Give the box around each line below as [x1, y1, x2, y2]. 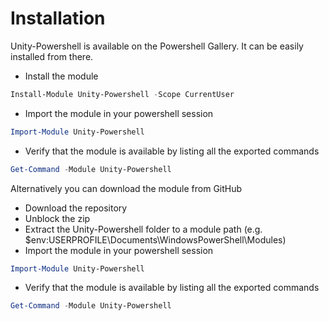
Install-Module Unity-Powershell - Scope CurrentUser [10, 89, 235, 99]
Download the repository [24, 202, 128, 214]
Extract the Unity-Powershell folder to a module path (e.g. [24, 223, 263, 235]
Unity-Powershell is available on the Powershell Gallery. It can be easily [10, 40, 304, 52]
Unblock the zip [24, 212, 91, 224]
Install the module [24, 70, 99, 82]
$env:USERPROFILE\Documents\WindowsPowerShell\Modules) [24, 233, 287, 246]
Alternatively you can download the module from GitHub [10, 182, 243, 194]
